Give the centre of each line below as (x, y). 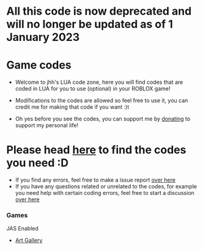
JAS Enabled (22, 229)
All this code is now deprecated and (99, 11)
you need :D (38, 163)
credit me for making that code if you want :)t (72, 107)
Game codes (39, 65)
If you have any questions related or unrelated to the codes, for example (106, 186)
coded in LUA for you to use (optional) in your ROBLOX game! (93, 89)
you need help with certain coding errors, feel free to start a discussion (105, 193)
